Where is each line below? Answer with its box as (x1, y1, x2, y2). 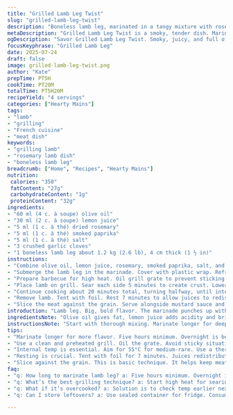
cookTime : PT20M (7, 81, 54, 88)
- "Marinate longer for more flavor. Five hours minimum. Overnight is (7, 333, 218, 341)
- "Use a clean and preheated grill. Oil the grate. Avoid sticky (7, 340, 203, 347)
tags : (7, 107, 23, 114)
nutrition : (7, 172, 39, 179)
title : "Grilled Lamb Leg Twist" (7, 10, 104, 17)
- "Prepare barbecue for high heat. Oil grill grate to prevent (7, 275, 197, 282)
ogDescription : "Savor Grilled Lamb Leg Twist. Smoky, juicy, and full (7, 36, 218, 43)
